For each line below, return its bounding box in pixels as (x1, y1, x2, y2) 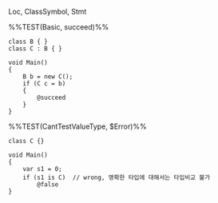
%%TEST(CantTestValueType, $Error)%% (8, 121, 147, 131)
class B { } (8, 38, 48, 46)
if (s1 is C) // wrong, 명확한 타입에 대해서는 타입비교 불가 (22, 173, 211, 181)
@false (37, 181, 59, 189)
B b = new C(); (22, 73, 73, 81)
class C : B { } (8, 45, 62, 53)
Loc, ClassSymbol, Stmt (8, 7, 87, 16)
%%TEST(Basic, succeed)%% (8, 22, 109, 31)
